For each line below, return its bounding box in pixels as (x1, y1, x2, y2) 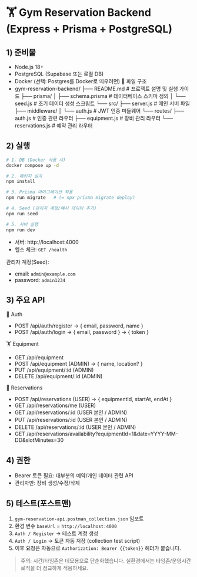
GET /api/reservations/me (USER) (14, 402, 96, 409)
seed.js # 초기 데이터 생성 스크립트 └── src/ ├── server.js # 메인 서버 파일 (14, 100, 190, 107)
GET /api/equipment (14, 354, 64, 361)
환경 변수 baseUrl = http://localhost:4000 (14, 523, 117, 529)
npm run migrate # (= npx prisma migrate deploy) (6, 195, 135, 201)
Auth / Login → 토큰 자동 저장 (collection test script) (14, 537, 140, 544)
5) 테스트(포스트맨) (6, 498, 72, 509)
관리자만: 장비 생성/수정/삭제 (14, 480, 81, 487)
